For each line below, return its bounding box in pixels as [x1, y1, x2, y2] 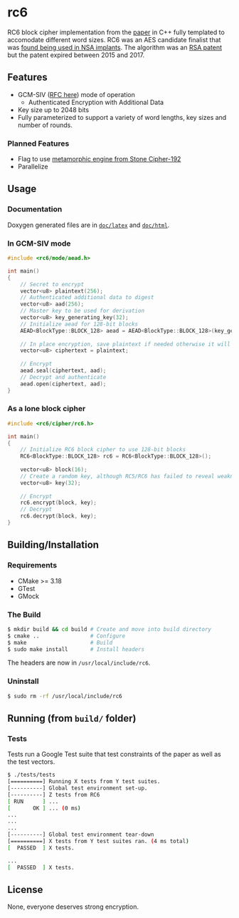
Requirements [7, 560, 58, 570]
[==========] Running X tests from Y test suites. [7, 778, 161, 785]
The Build [7, 610, 41, 620]
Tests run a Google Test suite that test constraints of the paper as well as [7, 750, 222, 759]
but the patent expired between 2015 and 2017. [7, 51, 144, 59]
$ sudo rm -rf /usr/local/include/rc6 [7, 692, 122, 700]
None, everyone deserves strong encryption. [7, 902, 139, 911]
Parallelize [17, 162, 48, 171]
